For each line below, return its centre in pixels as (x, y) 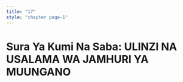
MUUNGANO (39, 72)
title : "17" (21, 12)
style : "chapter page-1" (37, 17)
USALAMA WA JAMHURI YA (77, 59)
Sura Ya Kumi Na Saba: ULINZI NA (92, 47)
